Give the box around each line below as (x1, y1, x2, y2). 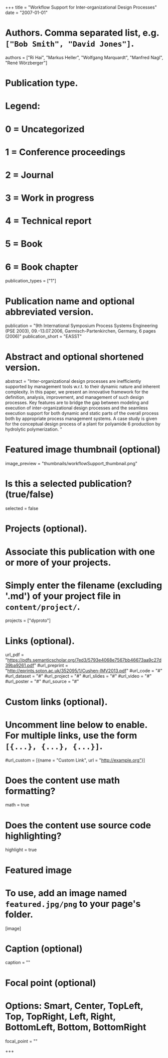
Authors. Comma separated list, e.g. (5, 27, 159, 39)
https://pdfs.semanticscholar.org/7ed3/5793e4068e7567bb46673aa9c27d (7, 657, 162, 663)
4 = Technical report (5, 216, 92, 227)
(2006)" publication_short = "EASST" (5, 334, 82, 340)
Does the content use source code (5, 819, 151, 831)
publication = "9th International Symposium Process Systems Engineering (5, 323, 158, 329)
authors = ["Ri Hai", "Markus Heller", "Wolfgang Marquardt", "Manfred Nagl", (5, 54, 163, 60)
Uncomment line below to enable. (5, 719, 148, 730)
